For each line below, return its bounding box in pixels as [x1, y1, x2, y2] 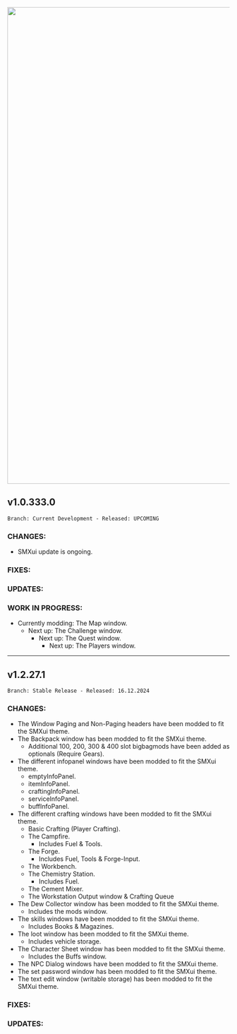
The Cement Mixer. [28, 885, 84, 893]
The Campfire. [28, 832, 71, 840]
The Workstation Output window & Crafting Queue [28, 892, 174, 901]
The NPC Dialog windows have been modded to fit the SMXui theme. [17, 960, 219, 968]
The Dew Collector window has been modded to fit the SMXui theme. [17, 900, 219, 908]
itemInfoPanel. [28, 780, 71, 788]
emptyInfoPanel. [28, 772, 76, 780]
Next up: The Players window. [49, 641, 136, 650]
